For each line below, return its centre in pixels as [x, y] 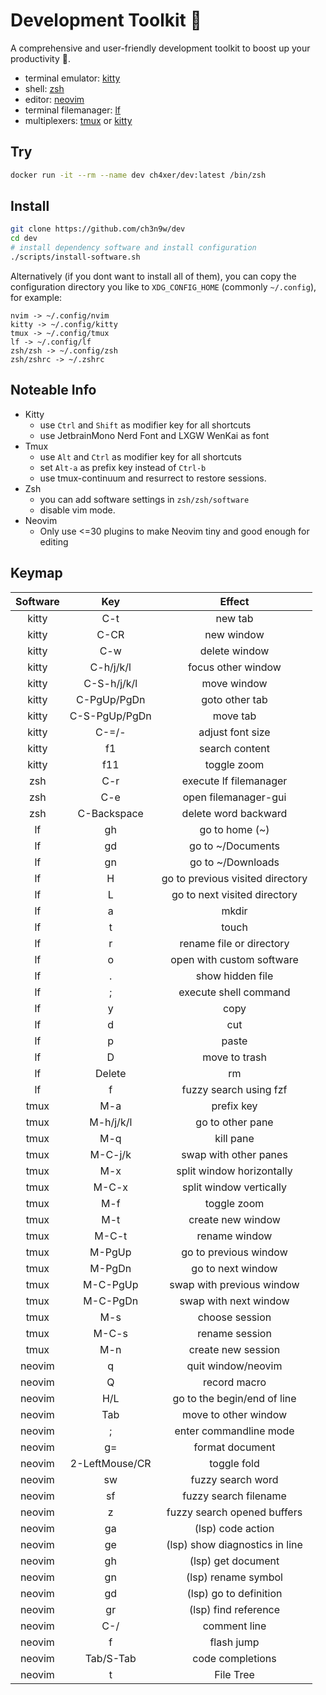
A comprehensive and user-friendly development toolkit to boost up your [160, 48]
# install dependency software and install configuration [133, 248]
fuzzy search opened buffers [234, 1512]
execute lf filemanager [234, 781]
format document [234, 1447]
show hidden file [234, 976]
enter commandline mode [234, 1431]
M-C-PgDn [111, 1301]
